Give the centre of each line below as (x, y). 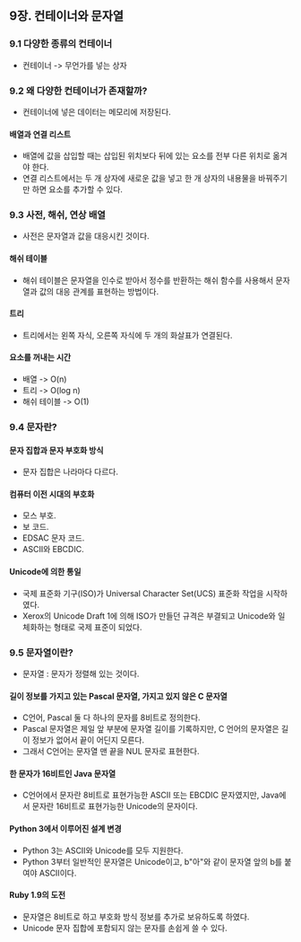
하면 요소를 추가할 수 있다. (77, 189)
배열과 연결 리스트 (40, 134)
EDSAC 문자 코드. (53, 538)
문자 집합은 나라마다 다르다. (70, 472)
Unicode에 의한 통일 (45, 572)
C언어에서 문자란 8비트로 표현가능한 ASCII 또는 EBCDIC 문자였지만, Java (150, 795)
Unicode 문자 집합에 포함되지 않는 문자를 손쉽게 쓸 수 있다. (125, 928)
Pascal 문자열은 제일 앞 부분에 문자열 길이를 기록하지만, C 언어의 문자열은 (150, 729)
